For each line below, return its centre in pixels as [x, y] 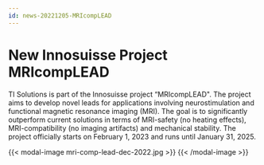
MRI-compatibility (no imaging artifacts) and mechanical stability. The [122, 128]
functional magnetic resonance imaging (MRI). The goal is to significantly [128, 111]
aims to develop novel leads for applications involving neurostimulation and [131, 102]
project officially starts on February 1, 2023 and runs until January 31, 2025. [132, 136]
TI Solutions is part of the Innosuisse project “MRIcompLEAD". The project [130, 94]
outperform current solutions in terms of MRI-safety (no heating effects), [127, 120]
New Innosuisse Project [88, 55]
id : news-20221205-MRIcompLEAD [60, 16]
